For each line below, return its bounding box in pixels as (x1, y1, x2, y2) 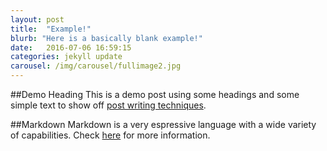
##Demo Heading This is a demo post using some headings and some (10, 89, 300, 100)
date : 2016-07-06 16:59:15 (10, 42, 132, 53)
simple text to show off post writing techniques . (10, 99, 207, 111)
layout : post (10, 14, 65, 25)
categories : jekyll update (10, 52, 123, 62)
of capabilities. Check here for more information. (10, 129, 211, 141)
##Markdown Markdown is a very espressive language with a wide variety (10, 119, 317, 130)
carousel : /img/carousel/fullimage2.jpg (10, 61, 182, 71)
